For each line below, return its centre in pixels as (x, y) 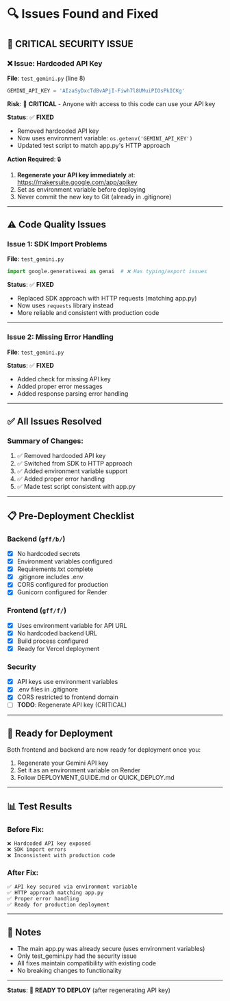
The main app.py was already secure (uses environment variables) (111, 949)
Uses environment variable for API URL (72, 625)
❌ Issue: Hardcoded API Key (55, 63)
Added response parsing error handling (73, 393)
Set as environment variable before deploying (81, 189)
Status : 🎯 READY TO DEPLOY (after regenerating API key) (89, 990)
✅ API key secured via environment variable (72, 887)
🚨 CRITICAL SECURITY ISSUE (70, 43)
